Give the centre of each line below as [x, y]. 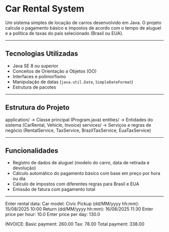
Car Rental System [45, 9]
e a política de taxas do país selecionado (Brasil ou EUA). [64, 33]
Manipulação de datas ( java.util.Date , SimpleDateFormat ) [73, 82]
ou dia [19, 179]
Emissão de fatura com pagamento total [54, 189]
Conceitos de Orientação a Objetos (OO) [55, 71]
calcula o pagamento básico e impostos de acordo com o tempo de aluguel [83, 28]
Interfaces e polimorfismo [39, 76]
